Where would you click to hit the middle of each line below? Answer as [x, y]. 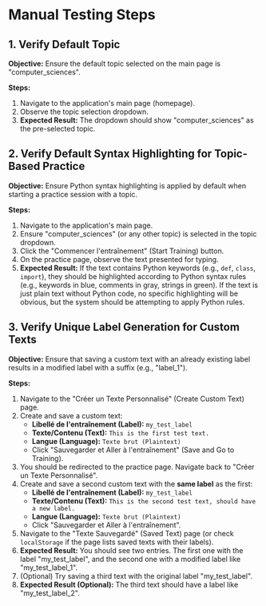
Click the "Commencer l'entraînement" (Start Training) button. [122, 251]
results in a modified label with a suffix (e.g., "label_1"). [98, 367]
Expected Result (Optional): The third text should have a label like [129, 584]
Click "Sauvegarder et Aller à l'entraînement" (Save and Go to [133, 450]
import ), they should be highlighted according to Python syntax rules [133, 276]
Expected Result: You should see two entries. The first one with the [131, 550]
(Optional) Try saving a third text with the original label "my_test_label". [136, 576]
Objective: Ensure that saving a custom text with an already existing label [129, 359]
